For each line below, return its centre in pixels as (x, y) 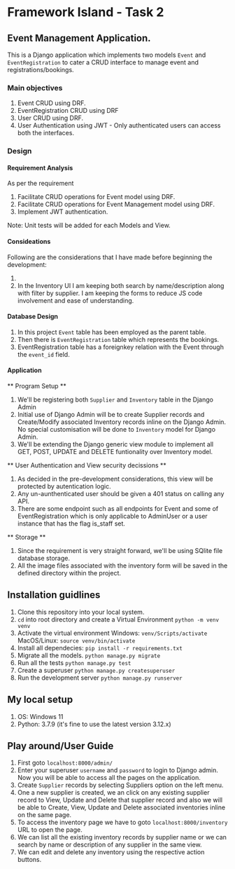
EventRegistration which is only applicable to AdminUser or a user (112, 516)
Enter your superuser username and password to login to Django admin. (118, 770)
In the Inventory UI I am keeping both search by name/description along (121, 285)
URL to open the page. (50, 830)
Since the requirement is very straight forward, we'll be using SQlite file (120, 551)
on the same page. (44, 815)
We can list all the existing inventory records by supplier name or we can (122, 837)
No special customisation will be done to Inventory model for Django (116, 430)
